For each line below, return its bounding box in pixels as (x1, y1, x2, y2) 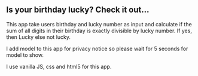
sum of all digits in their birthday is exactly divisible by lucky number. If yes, (6, 27, 193, 34)
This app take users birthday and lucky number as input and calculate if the (6, 20, 193, 28)
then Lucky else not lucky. (6, 33, 71, 41)
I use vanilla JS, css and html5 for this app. (6, 63, 112, 70)
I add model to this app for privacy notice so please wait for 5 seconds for (6, 45, 188, 52)
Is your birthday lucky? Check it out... (6, 5, 150, 15)
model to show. (6, 51, 44, 59)
